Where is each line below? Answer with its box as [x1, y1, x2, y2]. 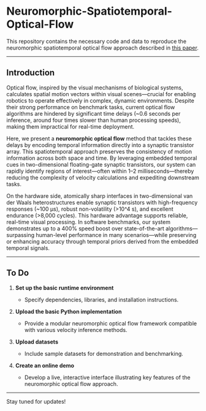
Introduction [6, 67, 55, 78]
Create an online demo [15, 361, 75, 369]
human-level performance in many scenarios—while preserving [36, 231, 197, 238]
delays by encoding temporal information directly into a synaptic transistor [6, 141, 194, 148]
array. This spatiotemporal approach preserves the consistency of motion [6, 148, 192, 155]
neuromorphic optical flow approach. [24, 380, 118, 387]
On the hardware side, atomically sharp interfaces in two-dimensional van [6, 192, 193, 200]
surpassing [6, 231, 35, 238]
